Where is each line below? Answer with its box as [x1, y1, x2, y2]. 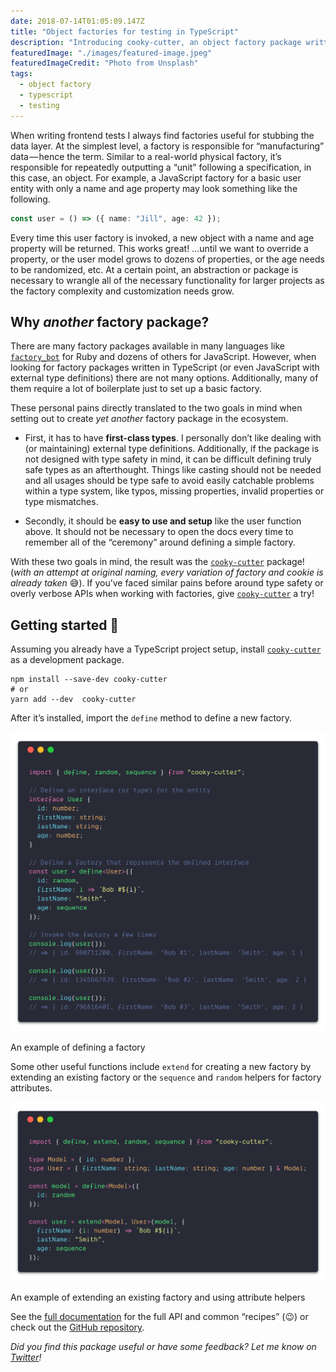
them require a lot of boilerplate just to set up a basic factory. [10, 383, 262, 395]
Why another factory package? [10, 313, 210, 330]
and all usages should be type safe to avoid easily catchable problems [24, 475, 315, 487]
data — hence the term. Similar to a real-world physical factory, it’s [10, 150, 282, 162]
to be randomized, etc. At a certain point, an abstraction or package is [10, 263, 299, 275]
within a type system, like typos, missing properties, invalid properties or [24, 485, 325, 497]
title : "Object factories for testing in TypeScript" [10, 26, 240, 37]
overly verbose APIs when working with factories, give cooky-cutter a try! [10, 588, 315, 600]
